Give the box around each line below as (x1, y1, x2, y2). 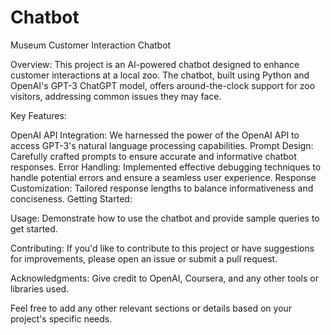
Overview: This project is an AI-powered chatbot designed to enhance (10, 58, 300, 70)
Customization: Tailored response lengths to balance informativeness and (10, 182, 314, 194)
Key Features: (10, 109, 67, 121)
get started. (10, 222, 58, 235)
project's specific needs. (10, 312, 113, 325)
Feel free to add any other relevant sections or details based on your (10, 302, 293, 314)
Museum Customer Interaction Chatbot (10, 39, 172, 51)
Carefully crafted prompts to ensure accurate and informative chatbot (10, 150, 297, 162)
